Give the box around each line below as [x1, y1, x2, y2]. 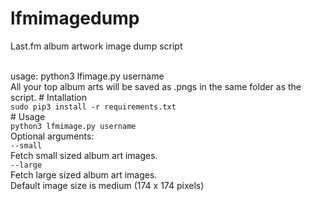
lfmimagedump [10, 7, 140, 30]
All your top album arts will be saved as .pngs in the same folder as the [10, 80, 302, 92]
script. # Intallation [10, 91, 87, 103]
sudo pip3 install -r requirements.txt [10, 102, 177, 112]
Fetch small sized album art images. [10, 149, 158, 161]
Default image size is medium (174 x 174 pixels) [10, 179, 205, 191]
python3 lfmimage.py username [10, 121, 137, 131]
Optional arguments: [10, 130, 95, 142]
